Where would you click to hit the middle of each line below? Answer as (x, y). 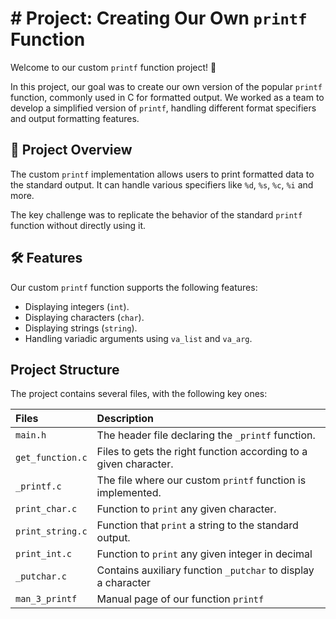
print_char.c (46, 509)
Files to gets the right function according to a (202, 452)
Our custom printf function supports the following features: (134, 287)
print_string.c (51, 531)
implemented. (129, 493)
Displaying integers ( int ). (77, 306)
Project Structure (65, 369)
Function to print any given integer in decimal (204, 554)
